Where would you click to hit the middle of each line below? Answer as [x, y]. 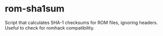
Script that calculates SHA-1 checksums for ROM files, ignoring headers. [81, 22]
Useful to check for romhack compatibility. [50, 27]
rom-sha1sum [35, 9]
